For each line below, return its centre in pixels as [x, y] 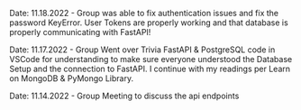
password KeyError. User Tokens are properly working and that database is [149, 23]
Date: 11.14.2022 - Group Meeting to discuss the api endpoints [124, 96]
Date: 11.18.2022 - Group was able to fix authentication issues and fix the [144, 13]
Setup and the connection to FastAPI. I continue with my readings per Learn [150, 69]
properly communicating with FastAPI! [80, 32]
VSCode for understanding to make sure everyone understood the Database [151, 59]
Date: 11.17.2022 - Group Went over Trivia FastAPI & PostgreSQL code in [142, 50]
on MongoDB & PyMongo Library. [71, 78]
